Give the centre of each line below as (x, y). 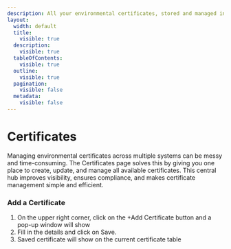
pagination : (31, 84)
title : (23, 33)
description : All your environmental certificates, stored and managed (112, 13)
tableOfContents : (38, 58)
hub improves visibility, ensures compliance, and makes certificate (101, 177)
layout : (18, 20)
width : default (35, 26)
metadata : (27, 97)
